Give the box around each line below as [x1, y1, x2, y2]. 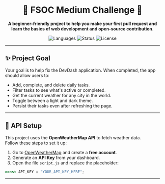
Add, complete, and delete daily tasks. [12, 82, 90, 88]
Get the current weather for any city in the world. [12, 92, 111, 98]
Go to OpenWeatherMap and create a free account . [12, 149, 117, 155]
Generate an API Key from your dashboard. [12, 155, 100, 160]
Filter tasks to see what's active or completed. [12, 87, 106, 93]
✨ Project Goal [5, 54, 51, 63]
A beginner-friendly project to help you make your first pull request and [8, 21, 157, 26]
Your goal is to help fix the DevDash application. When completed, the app [5, 67, 156, 73]
